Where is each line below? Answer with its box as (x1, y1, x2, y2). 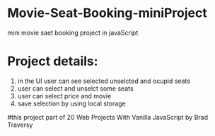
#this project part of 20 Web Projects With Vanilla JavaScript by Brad (7, 113, 209, 121)
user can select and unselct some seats (17, 84, 134, 93)
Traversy (7, 120, 33, 129)
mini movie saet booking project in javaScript (7, 28, 139, 37)
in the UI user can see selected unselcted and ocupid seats (17, 76, 191, 85)
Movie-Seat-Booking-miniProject (7, 5, 207, 21)
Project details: (7, 53, 98, 69)
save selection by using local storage (17, 99, 126, 108)
